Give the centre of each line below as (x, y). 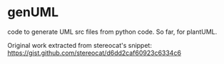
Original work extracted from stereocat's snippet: (80, 45)
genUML (33, 12)
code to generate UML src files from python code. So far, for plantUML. (112, 32)
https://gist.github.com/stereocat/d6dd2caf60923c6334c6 (95, 53)
